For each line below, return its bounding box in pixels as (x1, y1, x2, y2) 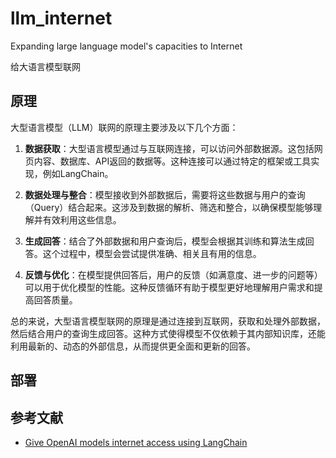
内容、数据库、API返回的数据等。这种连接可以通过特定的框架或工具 (33, 155, 312, 167)
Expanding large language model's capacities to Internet (10, 40, 243, 52)
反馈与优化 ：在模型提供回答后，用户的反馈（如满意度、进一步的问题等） (24, 268, 323, 281)
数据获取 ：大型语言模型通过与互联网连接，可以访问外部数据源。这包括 (24, 142, 315, 154)
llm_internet (10, 7, 113, 30)
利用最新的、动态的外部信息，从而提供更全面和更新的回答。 (10, 340, 256, 352)
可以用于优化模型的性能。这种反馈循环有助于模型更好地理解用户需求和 (24, 281, 315, 293)
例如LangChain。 (42, 167, 114, 179)
